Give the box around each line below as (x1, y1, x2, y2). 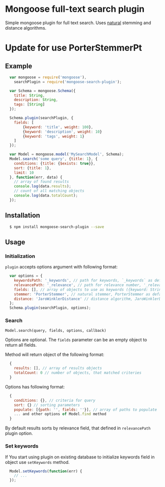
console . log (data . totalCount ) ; (14, 193, 78, 198)
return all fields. (5, 342, 37, 348)
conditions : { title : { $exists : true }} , (14, 161, 96, 166)
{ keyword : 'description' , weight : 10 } (23, 129, 102, 134)
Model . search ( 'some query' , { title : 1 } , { (9, 157, 98, 162)
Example (5, 62, 32, 70)
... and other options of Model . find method (14, 412, 107, 417)
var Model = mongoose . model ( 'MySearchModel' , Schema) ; (9, 152, 124, 157)
